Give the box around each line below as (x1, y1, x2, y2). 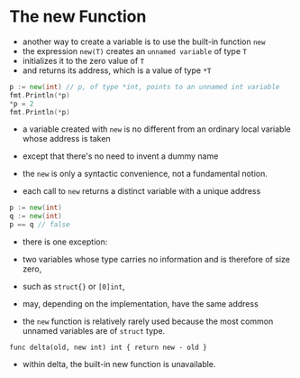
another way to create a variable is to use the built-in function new (22, 36, 266, 47)
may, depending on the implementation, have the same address (22, 299, 259, 309)
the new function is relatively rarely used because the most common (22, 316, 274, 327)
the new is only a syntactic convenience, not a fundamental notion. (22, 169, 268, 180)
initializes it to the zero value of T (22, 55, 145, 66)
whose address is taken (22, 134, 111, 144)
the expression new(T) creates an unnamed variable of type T (22, 45, 248, 56)
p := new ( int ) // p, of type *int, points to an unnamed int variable (9, 82, 280, 91)
